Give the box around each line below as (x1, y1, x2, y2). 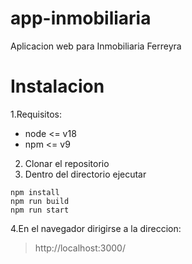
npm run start (10, 205, 70, 215)
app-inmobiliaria (10, 7, 152, 30)
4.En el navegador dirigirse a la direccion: (10, 222, 182, 234)
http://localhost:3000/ (34, 242, 126, 254)
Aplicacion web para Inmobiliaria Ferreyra (10, 40, 182, 52)
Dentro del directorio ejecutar (24, 168, 147, 180)
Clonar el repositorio (24, 157, 110, 169)
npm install (10, 187, 60, 197)
